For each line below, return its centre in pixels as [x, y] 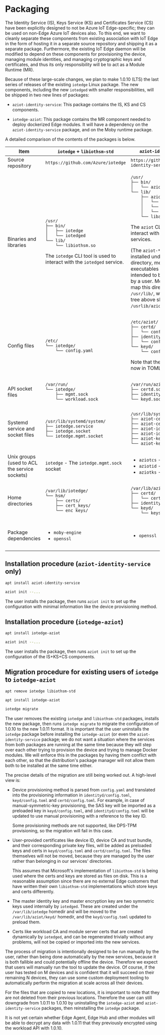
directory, [142, 263]
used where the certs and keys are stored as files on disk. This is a [80, 876]
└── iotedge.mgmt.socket [74, 436]
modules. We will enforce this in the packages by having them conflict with [81, 755]
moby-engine [68, 533]
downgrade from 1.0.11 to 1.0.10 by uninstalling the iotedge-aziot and [74, 1003]
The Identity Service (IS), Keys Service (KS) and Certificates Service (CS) [79, 23]
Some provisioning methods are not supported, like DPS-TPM [74, 825]
